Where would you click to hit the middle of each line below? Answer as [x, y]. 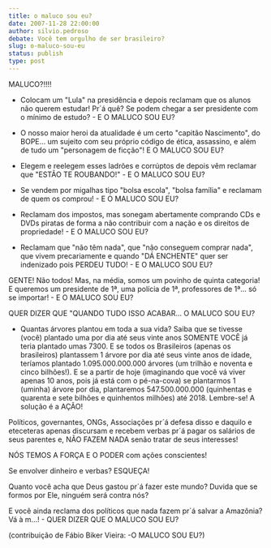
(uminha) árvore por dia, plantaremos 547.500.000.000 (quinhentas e [136, 389]
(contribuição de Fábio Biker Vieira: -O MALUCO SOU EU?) [107, 535]
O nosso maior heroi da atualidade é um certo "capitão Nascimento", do [140, 133]
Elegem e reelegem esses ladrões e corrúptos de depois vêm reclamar [138, 165]
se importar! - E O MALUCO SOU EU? [71, 298]
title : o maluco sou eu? [50, 16]
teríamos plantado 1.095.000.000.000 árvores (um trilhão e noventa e [136, 363]
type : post [27, 62]
